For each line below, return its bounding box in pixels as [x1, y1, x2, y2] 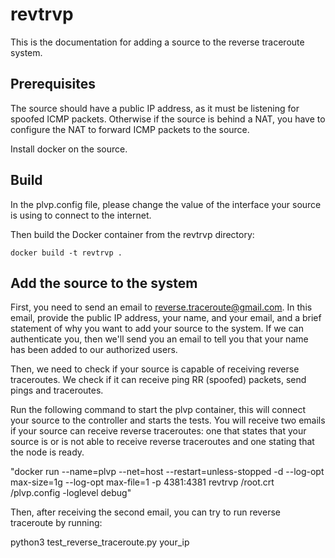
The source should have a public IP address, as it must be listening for [10, 102, 300, 114]
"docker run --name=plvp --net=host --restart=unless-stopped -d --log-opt [10, 466, 325, 478]
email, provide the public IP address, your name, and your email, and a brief [10, 312, 322, 324]
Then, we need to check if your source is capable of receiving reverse [10, 363, 300, 375]
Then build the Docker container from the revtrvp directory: [10, 228, 255, 240]
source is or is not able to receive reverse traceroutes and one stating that [10, 436, 315, 448]
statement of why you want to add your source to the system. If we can [10, 323, 304, 335]
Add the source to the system [10, 274, 198, 292]
